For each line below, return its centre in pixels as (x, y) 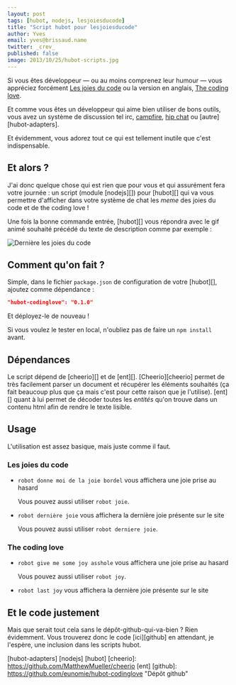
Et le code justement (54, 612)
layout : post (27, 14)
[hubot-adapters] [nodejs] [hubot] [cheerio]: (72, 659)
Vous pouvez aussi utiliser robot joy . (72, 576)
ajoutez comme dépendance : (51, 290)
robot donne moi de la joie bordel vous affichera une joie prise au (117, 481)
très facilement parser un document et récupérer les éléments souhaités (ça (118, 385)
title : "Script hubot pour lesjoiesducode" (73, 27)
